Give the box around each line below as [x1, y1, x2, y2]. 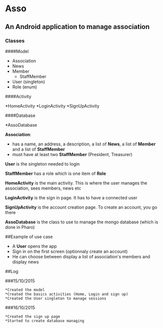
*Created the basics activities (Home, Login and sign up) [5, 292, 129, 297]
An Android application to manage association [5, 23, 150, 31]
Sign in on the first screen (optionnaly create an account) [12, 248, 128, 254]
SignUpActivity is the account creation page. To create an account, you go [5, 204, 158, 210]
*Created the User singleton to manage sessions [5, 296, 107, 301]
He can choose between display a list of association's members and [12, 253, 151, 259]
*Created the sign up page [5, 314, 60, 319]
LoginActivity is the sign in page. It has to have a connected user [5, 194, 137, 200]
